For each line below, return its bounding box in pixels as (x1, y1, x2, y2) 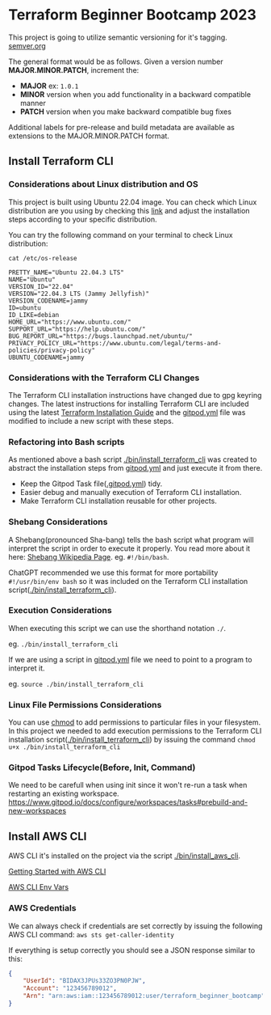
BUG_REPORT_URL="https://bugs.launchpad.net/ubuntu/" (8, 332, 194, 340)
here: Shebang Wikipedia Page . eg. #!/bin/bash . (8, 552, 169, 561)
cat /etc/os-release (8, 254, 78, 262)
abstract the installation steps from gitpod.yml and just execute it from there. (8, 463, 263, 473)
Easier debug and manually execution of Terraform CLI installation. (19, 488, 242, 497)
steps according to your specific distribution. (8, 214, 157, 224)
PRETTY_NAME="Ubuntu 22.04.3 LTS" (8, 269, 125, 277)
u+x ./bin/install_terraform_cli (8, 743, 121, 751)
